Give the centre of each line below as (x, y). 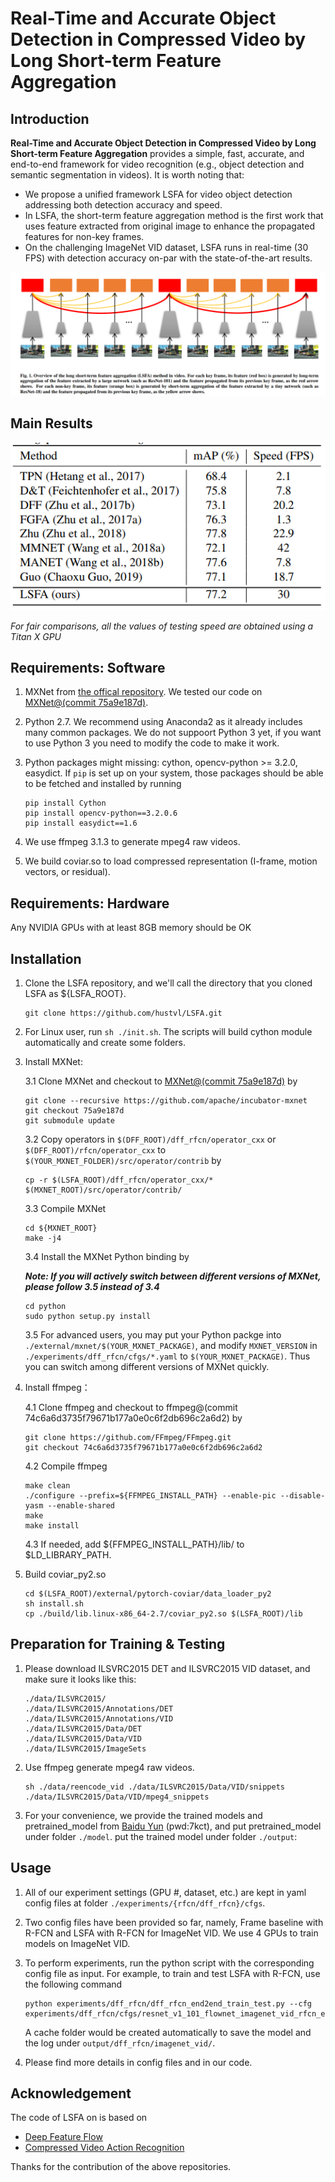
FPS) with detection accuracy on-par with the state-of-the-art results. (168, 258)
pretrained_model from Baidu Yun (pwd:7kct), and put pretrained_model (173, 1826)
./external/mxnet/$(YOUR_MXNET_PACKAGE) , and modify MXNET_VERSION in (171, 1345)
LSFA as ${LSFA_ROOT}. (75, 993)
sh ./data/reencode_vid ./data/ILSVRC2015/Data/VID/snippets (155, 1787)
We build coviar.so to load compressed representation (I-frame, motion (171, 861)
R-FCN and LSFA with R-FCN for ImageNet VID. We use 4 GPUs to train (171, 1933)
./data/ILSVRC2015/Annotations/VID (99, 1718)
